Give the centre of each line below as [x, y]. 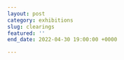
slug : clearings [31, 27]
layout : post [26, 14]
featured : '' [26, 33]
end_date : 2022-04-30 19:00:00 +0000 [62, 40]
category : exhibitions [40, 20]
